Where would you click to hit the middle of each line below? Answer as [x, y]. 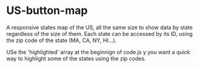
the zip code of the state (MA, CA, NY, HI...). [62, 40]
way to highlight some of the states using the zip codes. [76, 58]
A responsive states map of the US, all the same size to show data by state [99, 27]
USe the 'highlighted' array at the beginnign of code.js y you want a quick [98, 52]
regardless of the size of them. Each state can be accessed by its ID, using [99, 33]
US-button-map [47, 11]
